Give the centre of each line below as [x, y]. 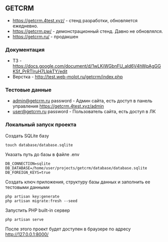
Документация [25, 50]
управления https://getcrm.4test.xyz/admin [58, 106]
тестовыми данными [27, 187]
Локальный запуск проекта [41, 125]
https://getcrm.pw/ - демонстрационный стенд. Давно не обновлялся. [88, 31]
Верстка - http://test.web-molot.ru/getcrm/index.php [68, 77]
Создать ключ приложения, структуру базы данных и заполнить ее [78, 182]
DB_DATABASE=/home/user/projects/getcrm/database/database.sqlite [76, 168]
